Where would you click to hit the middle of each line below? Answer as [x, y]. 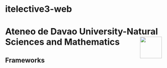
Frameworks [25, 60]
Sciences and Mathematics [63, 42]
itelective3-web [39, 9]
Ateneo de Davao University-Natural [82, 32]
